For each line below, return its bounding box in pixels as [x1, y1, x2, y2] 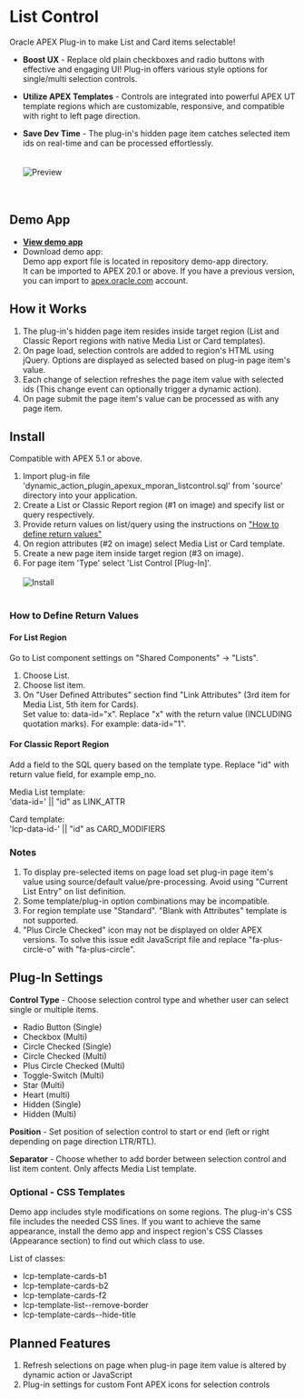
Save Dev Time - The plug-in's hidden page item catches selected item [22, 127, 290, 138]
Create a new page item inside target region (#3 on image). [22, 548, 244, 559]
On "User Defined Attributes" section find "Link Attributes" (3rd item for [22, 689, 290, 700]
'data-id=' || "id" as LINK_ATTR [9, 795, 125, 806]
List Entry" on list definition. [22, 886, 127, 896]
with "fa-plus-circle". [57, 944, 136, 954]
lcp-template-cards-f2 [22, 1290, 107, 1301]
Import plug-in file [22, 471, 91, 482]
